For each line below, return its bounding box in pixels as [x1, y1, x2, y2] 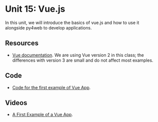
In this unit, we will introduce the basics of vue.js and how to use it [5, 20, 139, 25]
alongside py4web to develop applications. [5, 24, 92, 30]
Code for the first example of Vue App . [12, 84, 91, 90]
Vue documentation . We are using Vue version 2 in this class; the [12, 52, 144, 58]
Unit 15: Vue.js [5, 3, 65, 15]
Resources [5, 39, 39, 48]
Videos [5, 98, 27, 107]
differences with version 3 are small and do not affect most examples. [12, 57, 154, 63]
